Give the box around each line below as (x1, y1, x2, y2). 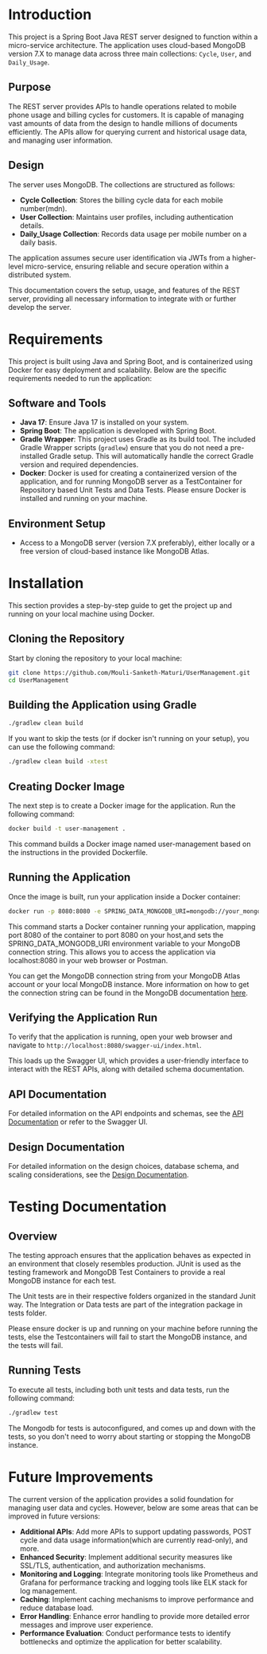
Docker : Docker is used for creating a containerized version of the (19, 468, 237, 478)
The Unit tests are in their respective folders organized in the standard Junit (8, 1291, 256, 1300)
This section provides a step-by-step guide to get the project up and (8, 601, 233, 610)
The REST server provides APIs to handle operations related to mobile (8, 101, 237, 111)
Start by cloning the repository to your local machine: (8, 653, 183, 663)
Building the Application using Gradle (8, 699, 197, 712)
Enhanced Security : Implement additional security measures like (19, 1552, 233, 1562)
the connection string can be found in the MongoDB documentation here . (8, 988, 249, 997)
